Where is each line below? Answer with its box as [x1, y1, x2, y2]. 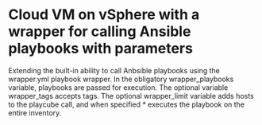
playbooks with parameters [8, 40, 193, 57]
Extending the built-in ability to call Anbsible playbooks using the [8, 65, 221, 75]
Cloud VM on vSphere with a [8, 6, 200, 24]
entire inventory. [8, 107, 62, 117]
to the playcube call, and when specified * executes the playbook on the [8, 100, 245, 109]
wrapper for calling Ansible [8, 22, 191, 41]
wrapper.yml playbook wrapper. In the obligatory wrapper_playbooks [8, 74, 234, 84]
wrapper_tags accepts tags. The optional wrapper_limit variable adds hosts [8, 91, 254, 100]
